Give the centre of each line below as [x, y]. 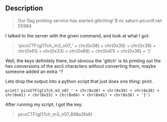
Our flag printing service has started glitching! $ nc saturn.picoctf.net [90, 20]
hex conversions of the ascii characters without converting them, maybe [81, 66]
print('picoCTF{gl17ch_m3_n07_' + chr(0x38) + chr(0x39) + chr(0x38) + [82, 91]
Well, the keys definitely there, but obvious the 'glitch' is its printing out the [83, 61]
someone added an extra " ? [34, 71]
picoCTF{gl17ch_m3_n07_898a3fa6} [55, 114]
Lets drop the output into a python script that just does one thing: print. [79, 81]
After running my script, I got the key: [44, 104]
